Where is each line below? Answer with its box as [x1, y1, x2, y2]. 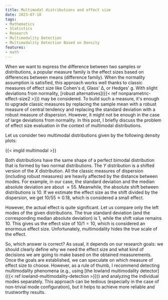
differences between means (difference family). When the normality [5, 74, 145, 80]
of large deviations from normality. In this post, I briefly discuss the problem [5, 117, 161, 123]
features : [5, 45, 26, 50]
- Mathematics [5, 21, 35, 27]
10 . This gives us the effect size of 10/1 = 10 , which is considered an [5, 220, 145, 226]
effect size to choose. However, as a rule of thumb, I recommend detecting [5, 262, 160, 268]
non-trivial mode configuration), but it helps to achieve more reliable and [5, 283, 155, 290]
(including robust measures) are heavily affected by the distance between [5, 173, 158, 179]
